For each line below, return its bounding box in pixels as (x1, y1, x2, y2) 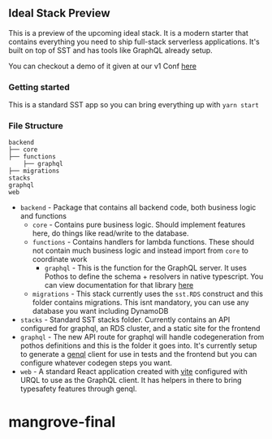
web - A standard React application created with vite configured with (19, 367, 248, 376)
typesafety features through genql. (19, 384, 137, 393)
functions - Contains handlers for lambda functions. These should (32, 237, 254, 247)
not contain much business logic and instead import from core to (32, 246, 249, 255)
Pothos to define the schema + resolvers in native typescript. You (44, 272, 264, 281)
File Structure (8, 120, 63, 132)
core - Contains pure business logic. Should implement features (32, 219, 246, 230)
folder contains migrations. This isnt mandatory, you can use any (32, 298, 249, 307)
